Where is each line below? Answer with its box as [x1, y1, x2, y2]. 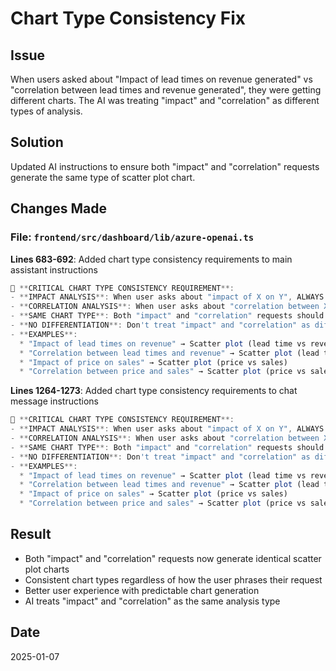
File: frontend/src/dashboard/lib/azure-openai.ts [10, 230, 255, 244]
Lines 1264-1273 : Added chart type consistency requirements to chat [10, 385, 298, 397]
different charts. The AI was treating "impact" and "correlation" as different [10, 95, 320, 106]
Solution [10, 134, 64, 151]
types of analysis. [10, 105, 83, 117]
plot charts [24, 563, 70, 575]
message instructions [10, 395, 99, 407]
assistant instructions [10, 263, 98, 276]
